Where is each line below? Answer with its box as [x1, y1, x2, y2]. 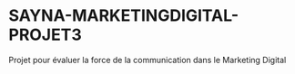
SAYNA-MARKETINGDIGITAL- [8, 5, 239, 26]
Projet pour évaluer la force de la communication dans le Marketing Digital [8, 54, 287, 65]
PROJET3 [8, 24, 83, 45]
